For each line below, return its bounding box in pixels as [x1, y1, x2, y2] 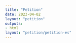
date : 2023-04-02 [5, 12, 41, 17]
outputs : [5, 21, 23, 26]
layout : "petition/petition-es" [5, 30, 72, 35]
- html [5, 26, 19, 31]
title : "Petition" [5, 7, 43, 12]
